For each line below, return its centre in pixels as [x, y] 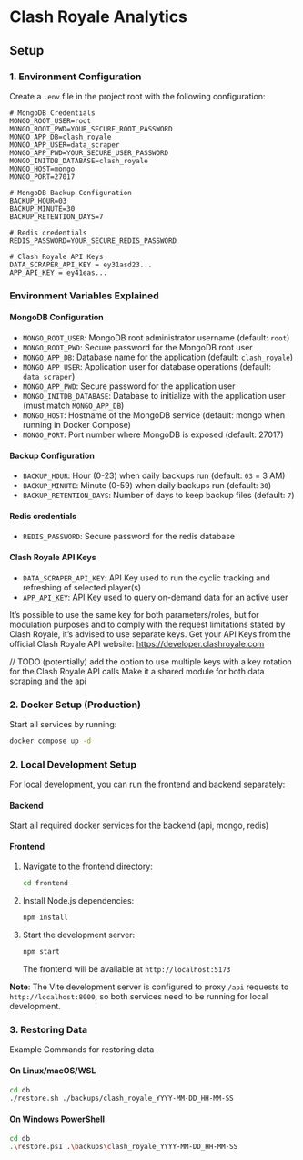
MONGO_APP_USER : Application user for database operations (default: [146, 366]
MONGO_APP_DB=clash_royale [61, 137]
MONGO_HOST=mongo [42, 169]
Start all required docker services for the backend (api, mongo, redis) [139, 826]
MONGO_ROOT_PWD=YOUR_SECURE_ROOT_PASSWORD [91, 129]
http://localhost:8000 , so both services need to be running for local [139, 997]
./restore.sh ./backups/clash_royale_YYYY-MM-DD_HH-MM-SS [121, 1098]
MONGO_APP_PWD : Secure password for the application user [129, 386]
